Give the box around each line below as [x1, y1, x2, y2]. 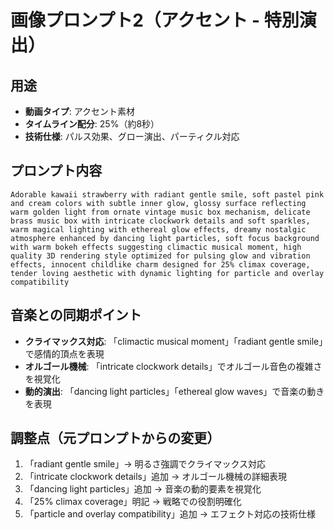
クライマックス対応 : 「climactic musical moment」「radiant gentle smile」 [24, 335, 324, 347]
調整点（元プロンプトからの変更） [10, 430, 221, 447]
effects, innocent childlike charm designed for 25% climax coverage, [10, 259, 311, 270]
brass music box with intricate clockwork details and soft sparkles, [10, 216, 311, 226]
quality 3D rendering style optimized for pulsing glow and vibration [10, 251, 311, 261]
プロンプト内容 [10, 162, 103, 180]
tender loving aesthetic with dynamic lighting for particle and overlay [10, 268, 325, 278]
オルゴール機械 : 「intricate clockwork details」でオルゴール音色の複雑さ [24, 360, 323, 372]
